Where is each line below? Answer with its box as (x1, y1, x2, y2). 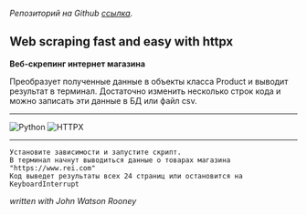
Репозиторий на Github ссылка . (9, 8, 133, 18)
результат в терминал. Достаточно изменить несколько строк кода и (9, 86, 281, 97)
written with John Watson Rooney (9, 195, 137, 206)
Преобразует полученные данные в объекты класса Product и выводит (9, 76, 289, 87)
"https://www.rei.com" (9, 163, 96, 172)
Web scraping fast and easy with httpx (9, 34, 234, 49)
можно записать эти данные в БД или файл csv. (9, 95, 198, 106)
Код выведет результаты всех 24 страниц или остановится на (9, 171, 244, 180)
